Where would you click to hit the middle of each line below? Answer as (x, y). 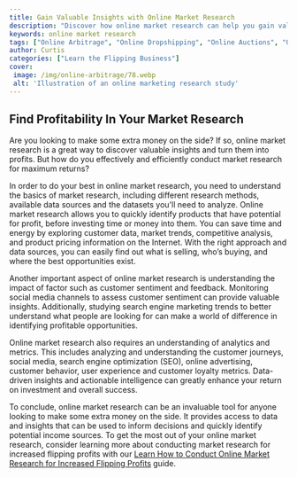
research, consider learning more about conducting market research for (140, 445)
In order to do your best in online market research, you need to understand (145, 186)
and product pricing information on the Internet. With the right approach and (148, 242)
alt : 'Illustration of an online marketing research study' (126, 83)
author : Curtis (37, 51)
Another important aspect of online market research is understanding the (142, 278)
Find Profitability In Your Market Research (127, 119)
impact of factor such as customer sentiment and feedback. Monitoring (139, 288)
